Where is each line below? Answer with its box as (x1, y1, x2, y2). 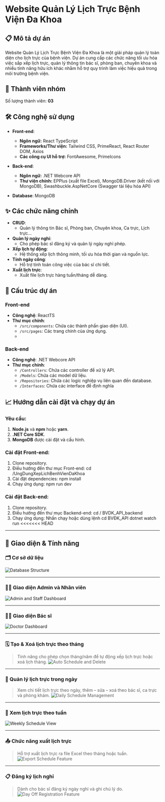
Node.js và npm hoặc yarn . (12, 426, 69, 432)
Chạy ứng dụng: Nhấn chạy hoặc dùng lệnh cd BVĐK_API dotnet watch (12, 515, 157, 521)
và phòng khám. (17, 692, 50, 698)
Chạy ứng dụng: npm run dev (12, 481, 72, 487)
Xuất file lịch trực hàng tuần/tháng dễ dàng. (19, 272, 108, 278)
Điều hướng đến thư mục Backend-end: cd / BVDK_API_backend (12, 510, 143, 515)
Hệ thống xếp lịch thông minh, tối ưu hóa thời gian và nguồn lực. (19, 251, 150, 257)
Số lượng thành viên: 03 (5, 97, 54, 104)
